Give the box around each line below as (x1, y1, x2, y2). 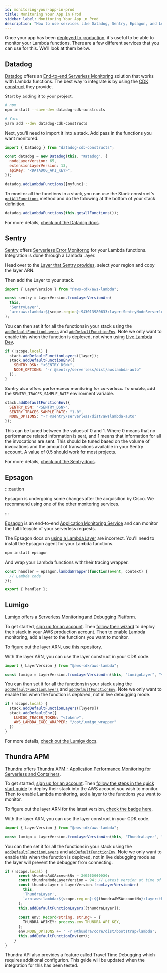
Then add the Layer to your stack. (5, 277, 75, 283)
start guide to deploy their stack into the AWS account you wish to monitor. (5, 785, 159, 791)
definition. (5, 201, 26, 207)
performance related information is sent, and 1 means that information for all (5, 433, 161, 439)
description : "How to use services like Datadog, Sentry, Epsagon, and (5, 21, 157, 26)
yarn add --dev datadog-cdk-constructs (5, 121, 88, 126)
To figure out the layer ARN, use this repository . (5, 644, 103, 650)
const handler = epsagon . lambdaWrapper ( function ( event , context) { (5, 569, 148, 574)
